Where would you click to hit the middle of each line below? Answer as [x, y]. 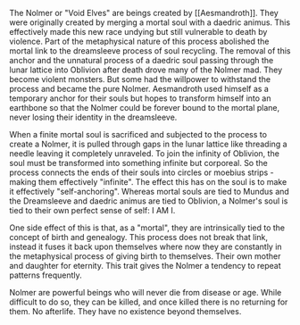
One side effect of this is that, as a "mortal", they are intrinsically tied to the [147, 228]
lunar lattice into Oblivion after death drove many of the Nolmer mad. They [146, 70]
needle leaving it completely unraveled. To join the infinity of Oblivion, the [144, 154]
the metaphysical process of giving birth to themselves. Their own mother [145, 256]
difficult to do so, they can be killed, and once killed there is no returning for [149, 302]
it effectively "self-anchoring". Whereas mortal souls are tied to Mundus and [150, 192]
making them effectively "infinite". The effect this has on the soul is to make [148, 182]
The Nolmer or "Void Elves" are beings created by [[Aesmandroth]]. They [144, 13]
